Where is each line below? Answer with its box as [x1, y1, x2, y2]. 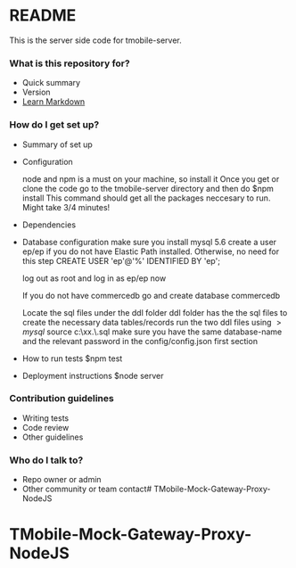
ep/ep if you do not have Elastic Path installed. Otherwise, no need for [21, 246, 279, 257]
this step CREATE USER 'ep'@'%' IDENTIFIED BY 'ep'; [21, 255, 221, 266]
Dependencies [21, 219, 77, 230]
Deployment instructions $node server [21, 370, 164, 381]
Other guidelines [21, 432, 84, 442]
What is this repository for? [9, 57, 131, 70]
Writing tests [21, 412, 70, 424]
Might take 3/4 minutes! [21, 202, 111, 212]
